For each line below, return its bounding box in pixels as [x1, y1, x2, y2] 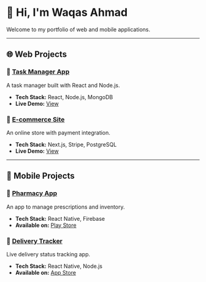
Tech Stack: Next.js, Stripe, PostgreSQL [15, 141, 117, 148]
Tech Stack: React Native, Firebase [15, 215, 105, 222]
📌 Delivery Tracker [6, 237, 63, 245]
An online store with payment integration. [6, 128, 110, 136]
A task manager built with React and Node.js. [6, 81, 120, 89]
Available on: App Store [15, 269, 77, 276]
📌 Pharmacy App [6, 189, 58, 198]
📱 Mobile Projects [6, 171, 75, 181]
